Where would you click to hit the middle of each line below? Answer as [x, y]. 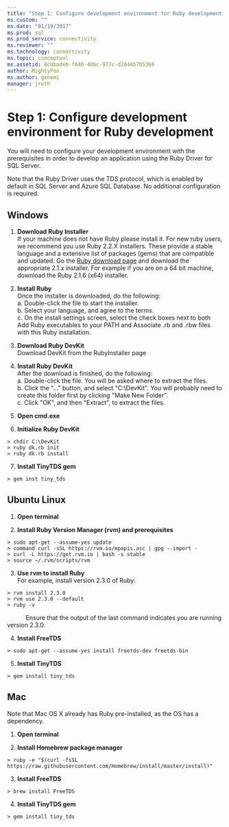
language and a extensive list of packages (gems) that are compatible [116, 253]
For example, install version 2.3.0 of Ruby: [76, 580]
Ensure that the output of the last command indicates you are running [123, 617]
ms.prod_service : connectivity [52, 39]
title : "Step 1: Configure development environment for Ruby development [115, 13]
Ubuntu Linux [37, 500]
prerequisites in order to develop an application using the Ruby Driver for [110, 158]
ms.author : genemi [33, 77]
